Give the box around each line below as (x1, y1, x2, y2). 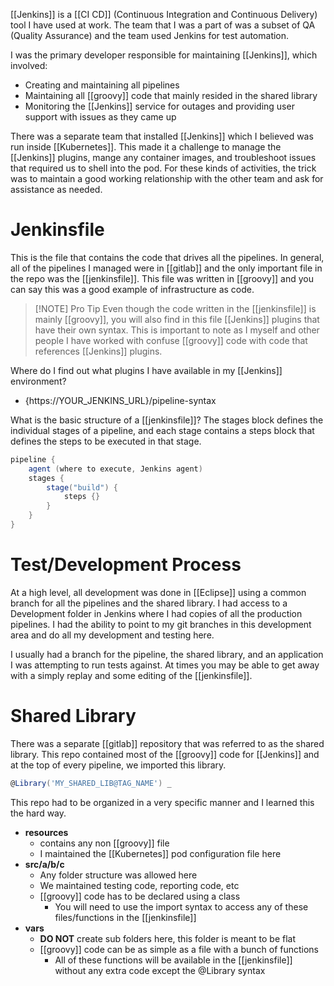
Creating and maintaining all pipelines (24, 79, 180, 91)
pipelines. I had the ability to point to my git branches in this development (10, 618, 312, 630)
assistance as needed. (10, 184, 103, 195)
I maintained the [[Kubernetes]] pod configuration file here (39, 847, 282, 859)
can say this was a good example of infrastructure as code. (10, 283, 255, 295)
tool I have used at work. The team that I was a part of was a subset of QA (10, 19, 316, 31)
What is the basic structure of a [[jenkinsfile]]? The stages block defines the (10, 414, 324, 426)
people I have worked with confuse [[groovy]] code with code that (34, 334, 308, 346)
